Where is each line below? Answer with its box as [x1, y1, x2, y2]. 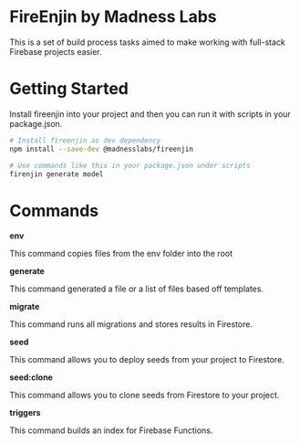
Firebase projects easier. [9, 46, 102, 57]
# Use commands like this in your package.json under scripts [9, 161, 251, 170]
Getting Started [9, 79, 129, 100]
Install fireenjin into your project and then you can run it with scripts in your [9, 108, 292, 120]
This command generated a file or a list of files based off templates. [9, 283, 264, 294]
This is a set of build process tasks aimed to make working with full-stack [9, 37, 285, 47]
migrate [9, 301, 40, 312]
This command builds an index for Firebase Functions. [9, 425, 213, 436]
